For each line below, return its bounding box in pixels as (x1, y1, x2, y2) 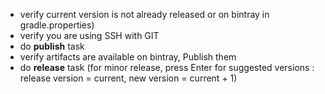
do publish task (19, 40, 85, 52)
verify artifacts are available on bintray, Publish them (19, 51, 237, 63)
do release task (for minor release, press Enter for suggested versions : (19, 62, 315, 73)
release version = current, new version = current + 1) (19, 72, 238, 84)
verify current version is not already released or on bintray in (19, 9, 270, 20)
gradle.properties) (19, 19, 95, 31)
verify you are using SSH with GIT (19, 30, 160, 41)
